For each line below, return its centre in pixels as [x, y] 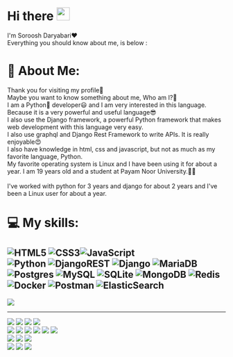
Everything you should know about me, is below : [77, 42]
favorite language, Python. [45, 156]
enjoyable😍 [24, 142]
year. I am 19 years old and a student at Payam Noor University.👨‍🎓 [102, 171]
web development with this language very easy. [75, 127]
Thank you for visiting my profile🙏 [55, 90]
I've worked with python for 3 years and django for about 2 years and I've [112, 186]
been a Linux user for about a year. [57, 193]
